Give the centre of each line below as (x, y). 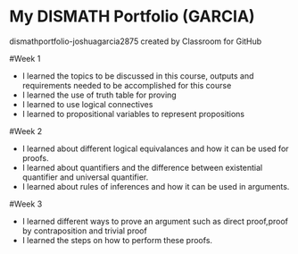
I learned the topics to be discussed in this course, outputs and (138, 76)
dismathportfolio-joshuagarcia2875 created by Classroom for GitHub (136, 41)
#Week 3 (26, 204)
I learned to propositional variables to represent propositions (133, 114)
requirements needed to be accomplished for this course (127, 85)
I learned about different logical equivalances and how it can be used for (155, 148)
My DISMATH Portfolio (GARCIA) (132, 17)
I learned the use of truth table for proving (99, 95)
